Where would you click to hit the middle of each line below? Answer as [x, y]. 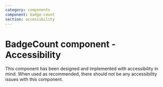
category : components [28, 10]
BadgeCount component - [60, 44]
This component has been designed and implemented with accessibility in [82, 69]
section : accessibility [30, 19]
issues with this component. [34, 79]
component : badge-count [30, 15]
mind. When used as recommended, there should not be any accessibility [81, 74]
